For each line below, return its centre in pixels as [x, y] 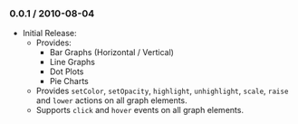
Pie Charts [69, 81]
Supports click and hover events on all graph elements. [140, 110]
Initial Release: [49, 33]
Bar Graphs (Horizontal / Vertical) [112, 52]
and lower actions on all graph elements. [111, 100]
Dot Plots [67, 72]
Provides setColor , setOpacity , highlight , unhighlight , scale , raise [162, 91]
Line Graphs [72, 62]
